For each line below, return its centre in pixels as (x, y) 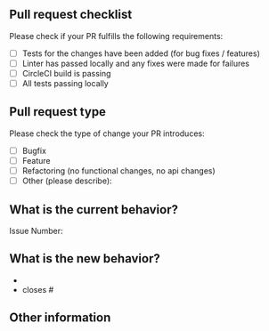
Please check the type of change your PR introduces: (107, 133)
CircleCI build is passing (66, 73)
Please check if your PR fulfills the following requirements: (116, 36)
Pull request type (58, 112)
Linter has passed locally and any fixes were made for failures (136, 63)
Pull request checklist (71, 15)
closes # (38, 289)
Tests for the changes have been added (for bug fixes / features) (141, 53)
